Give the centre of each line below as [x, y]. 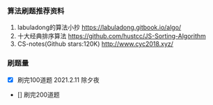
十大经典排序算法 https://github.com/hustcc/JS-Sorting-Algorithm [112, 36]
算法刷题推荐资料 [36, 10]
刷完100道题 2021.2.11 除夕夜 [58, 80]
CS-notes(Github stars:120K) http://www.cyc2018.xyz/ [95, 44]
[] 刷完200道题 [39, 95]
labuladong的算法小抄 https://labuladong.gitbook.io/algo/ [99, 27]
